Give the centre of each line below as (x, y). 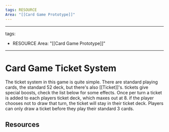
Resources (22, 124)
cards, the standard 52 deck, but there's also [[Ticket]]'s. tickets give (77, 87)
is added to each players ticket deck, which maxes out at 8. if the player (80, 98)
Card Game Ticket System (61, 68)
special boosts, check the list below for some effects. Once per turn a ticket (84, 93)
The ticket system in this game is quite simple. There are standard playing (82, 82)
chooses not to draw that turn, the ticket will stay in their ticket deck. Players (84, 103)
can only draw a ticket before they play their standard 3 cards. (70, 109)
